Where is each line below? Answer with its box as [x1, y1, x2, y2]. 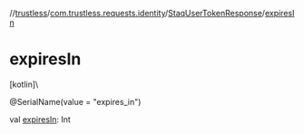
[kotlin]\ [9, 79, 39, 90]
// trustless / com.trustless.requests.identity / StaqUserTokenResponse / [9, 8, 266, 18]
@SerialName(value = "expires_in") [9, 96, 142, 107]
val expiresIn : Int [9, 113, 71, 125]
